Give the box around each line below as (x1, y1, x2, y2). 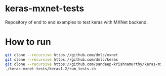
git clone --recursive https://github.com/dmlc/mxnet (5, 52, 119, 57)
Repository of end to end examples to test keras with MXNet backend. (5, 19, 148, 25)
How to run (5, 36, 51, 48)
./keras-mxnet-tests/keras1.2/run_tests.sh (5, 66, 96, 71)
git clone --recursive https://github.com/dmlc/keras (5, 57, 119, 62)
